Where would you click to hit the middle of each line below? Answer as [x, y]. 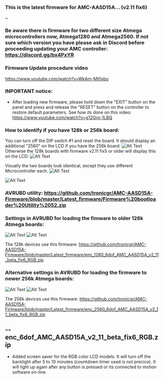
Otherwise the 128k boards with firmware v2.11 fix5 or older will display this [81, 151]
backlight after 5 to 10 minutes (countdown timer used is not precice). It [84, 362]
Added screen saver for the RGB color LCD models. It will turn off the [82, 357]
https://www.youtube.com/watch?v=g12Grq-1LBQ [62, 117]
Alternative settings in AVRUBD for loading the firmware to [76, 273]
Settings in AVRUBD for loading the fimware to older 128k [74, 218]
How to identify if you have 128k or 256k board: [62, 130]
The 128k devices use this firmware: [41, 244]
